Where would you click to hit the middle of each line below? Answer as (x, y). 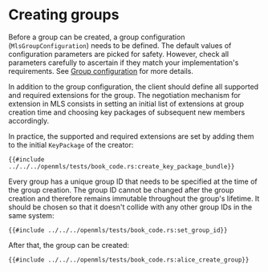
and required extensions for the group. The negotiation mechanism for (124, 95)
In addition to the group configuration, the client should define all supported (134, 87)
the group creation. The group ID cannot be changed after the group (121, 189)
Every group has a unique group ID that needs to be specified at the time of (133, 181)
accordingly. (29, 120)
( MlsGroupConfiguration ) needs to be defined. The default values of (120, 45)
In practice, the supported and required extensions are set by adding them (131, 136)
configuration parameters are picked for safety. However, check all (119, 54)
